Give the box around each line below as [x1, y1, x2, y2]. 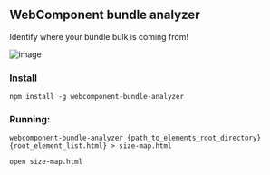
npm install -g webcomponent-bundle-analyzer [9, 92, 184, 102]
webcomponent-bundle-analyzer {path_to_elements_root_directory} [9, 133, 261, 143]
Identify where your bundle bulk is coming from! [9, 31, 188, 42]
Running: [9, 113, 51, 126]
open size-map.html [9, 158, 83, 167]
